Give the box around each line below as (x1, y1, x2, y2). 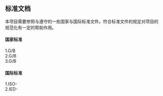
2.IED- (5, 86, 18, 92)
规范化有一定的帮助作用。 (5, 24, 56, 30)
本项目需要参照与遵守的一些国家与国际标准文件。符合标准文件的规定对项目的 (5, 19, 159, 24)
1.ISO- (5, 81, 18, 87)
